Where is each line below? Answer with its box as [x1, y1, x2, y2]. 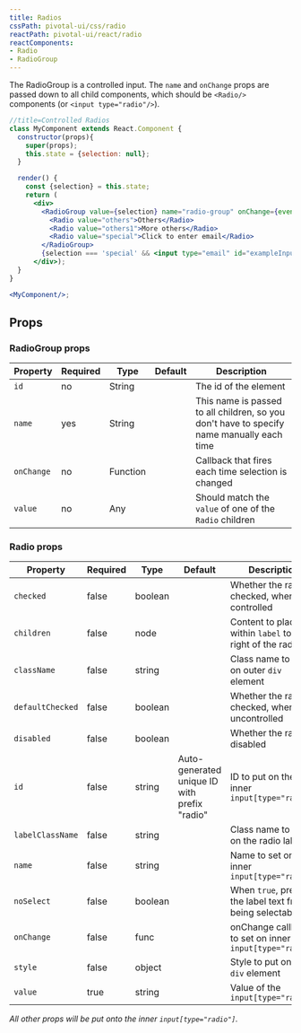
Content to [229, 616, 275, 628]
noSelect [13, 897, 51, 906]
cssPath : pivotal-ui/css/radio [9, 22, 126, 31]
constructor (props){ [17, 132, 94, 142]
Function [108, 466, 146, 478]
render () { [17, 174, 58, 183]
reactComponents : [9, 38, 74, 48]
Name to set [229, 849, 282, 862]
